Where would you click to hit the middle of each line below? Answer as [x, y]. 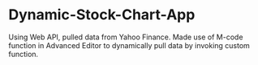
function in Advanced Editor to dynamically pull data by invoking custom [129, 45]
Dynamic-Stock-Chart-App [102, 15]
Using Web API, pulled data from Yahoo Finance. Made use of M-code [126, 37]
